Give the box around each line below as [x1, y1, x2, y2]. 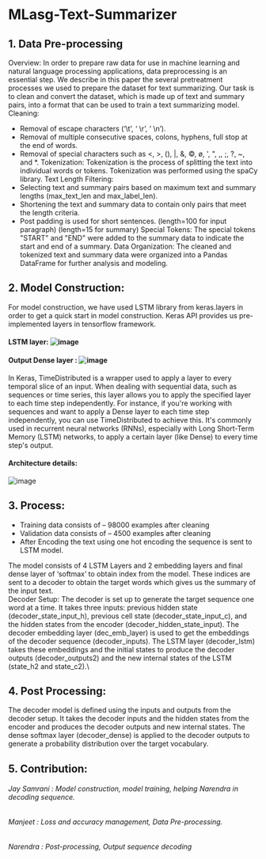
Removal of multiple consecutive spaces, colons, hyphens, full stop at [19, 132, 248, 142]
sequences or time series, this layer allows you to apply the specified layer [8, 390, 252, 399]
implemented [8, 319, 51, 329]
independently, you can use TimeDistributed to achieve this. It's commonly [8, 415, 252, 424]
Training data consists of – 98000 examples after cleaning [19, 520, 210, 530]
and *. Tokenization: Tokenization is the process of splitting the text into [19, 158, 253, 167]
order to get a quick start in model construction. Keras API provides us [8, 310, 237, 320]
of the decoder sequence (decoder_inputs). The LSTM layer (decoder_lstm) [8, 636, 256, 646]
